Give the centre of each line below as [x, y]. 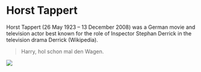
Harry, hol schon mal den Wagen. [62, 51]
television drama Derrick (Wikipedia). [52, 40]
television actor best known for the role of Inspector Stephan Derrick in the [99, 33]
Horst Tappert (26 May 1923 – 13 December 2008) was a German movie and [101, 27]
